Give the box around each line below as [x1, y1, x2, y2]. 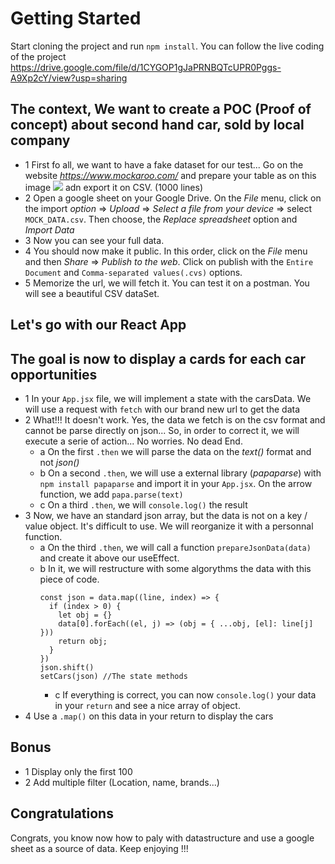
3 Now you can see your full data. [24, 234, 165, 246]
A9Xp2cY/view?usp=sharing [10, 72, 128, 84]
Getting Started [10, 7, 142, 30]
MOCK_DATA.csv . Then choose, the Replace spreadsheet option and [24, 213, 298, 225]
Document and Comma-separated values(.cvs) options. [24, 266, 243, 278]
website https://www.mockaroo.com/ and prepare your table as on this [24, 169, 317, 181]
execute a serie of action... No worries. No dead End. [24, 435, 243, 447]
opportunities [10, 366, 98, 383]
